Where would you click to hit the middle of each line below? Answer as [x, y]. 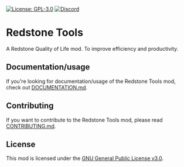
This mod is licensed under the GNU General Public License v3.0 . [85, 158]
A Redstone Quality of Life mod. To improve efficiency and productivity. [92, 48]
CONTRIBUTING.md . [31, 126]
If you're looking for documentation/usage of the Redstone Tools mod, [91, 81]
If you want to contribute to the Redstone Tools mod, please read [84, 120]
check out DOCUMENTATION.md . [47, 87]
